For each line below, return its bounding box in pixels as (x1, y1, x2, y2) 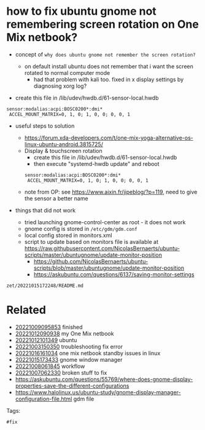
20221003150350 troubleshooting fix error (15, 343, 123, 350)
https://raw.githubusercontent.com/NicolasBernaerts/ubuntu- (24, 244, 180, 252)
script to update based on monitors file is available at (24, 238, 158, 245)
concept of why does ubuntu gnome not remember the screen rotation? (15, 50, 196, 58)
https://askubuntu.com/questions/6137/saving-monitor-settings (33, 270, 195, 278)
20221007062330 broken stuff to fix (15, 369, 107, 376)
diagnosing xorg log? (33, 82, 87, 90)
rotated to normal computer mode (24, 69, 110, 76)
